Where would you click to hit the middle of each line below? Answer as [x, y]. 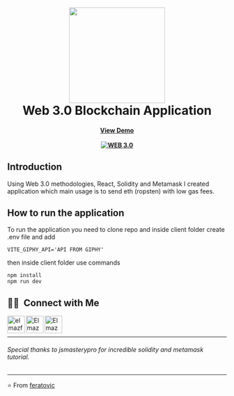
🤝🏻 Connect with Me [53, 303]
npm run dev [24, 282]
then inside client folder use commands [64, 263]
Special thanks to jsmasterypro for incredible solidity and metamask [106, 349]
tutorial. [18, 357]
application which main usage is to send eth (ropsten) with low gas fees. [111, 191]
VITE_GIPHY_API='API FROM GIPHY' [56, 250]
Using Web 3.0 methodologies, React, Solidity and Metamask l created [108, 184]
